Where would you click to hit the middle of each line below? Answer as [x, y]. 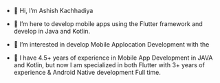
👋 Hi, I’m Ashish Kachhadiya [53, 11]
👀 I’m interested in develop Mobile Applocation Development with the [111, 44]
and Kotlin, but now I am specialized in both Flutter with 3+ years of [109, 65]
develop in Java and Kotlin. [52, 31]
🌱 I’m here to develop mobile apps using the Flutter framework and [108, 24]
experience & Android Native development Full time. [87, 72]
